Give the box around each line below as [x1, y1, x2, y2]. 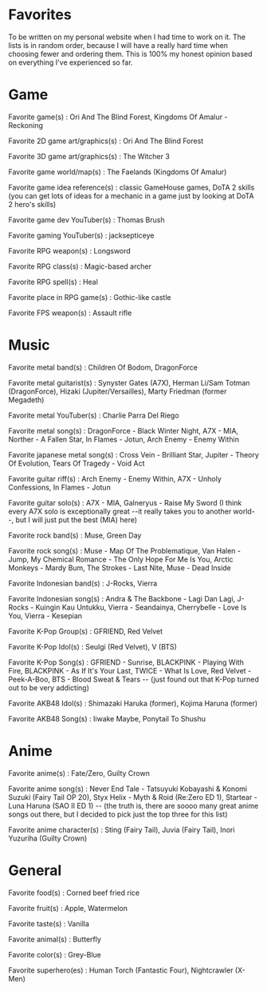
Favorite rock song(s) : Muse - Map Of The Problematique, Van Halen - [8, 545, 241, 555]
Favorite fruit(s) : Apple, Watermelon [8, 903, 128, 913]
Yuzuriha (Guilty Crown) [8, 833, 88, 843]
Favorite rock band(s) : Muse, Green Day [8, 530, 142, 540]
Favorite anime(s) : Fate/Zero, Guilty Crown [8, 768, 150, 777]
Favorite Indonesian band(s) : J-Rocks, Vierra [8, 578, 158, 588]
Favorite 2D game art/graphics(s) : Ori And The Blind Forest [8, 136, 204, 146]
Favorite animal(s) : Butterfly [8, 934, 102, 944]
